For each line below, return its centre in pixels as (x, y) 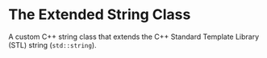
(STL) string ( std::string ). (52, 44)
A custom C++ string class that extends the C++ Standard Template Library (134, 37)
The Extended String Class (100, 15)
